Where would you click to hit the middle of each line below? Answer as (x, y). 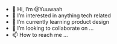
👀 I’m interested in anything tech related (62, 15)
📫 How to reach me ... (40, 35)
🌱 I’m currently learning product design (61, 22)
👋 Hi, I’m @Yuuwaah (37, 9)
